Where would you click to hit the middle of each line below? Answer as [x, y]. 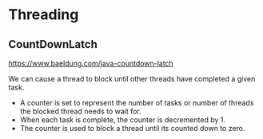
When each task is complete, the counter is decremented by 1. [123, 120]
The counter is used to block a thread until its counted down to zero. [132, 128]
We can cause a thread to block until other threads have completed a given [132, 79]
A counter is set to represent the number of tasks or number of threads [137, 103]
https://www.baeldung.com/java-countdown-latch [91, 63]
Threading [44, 15]
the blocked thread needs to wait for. [80, 111]
